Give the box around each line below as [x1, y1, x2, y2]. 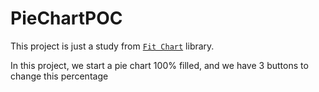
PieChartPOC [10, 7, 123, 30]
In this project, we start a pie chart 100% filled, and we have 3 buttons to [10, 59, 309, 71]
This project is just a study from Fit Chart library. [10, 40, 215, 52]
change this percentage [10, 70, 109, 82]
